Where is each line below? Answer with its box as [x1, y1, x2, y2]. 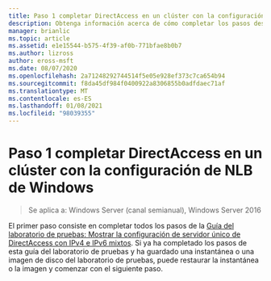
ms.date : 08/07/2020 [8, 65, 78, 73]
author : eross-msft [8, 57, 74, 65]
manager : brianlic [8, 27, 70, 35]
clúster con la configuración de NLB [8, 161, 253, 180]
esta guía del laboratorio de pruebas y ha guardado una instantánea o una [8, 246, 255, 256]
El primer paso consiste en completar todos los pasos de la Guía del [8, 220, 235, 230]
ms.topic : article [8, 34, 70, 43]
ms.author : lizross [8, 49, 74, 57]
